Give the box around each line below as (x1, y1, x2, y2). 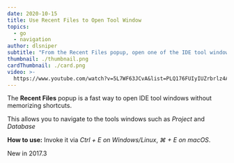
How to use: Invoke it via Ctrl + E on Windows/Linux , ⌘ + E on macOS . (7, 136, 211, 144)
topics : (7, 23, 30, 30)
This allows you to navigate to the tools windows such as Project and (7, 115, 205, 123)
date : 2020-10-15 (7, 10, 58, 17)
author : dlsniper (7, 42, 58, 49)
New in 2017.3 (7, 149, 47, 157)
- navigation (13, 36, 52, 43)
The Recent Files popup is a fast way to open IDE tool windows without (7, 94, 212, 102)
